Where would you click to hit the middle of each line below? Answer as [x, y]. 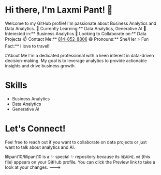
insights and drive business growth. [40, 65]
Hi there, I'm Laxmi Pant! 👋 [59, 10]
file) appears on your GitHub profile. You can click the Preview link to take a [80, 162]
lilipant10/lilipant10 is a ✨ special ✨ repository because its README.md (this [78, 157]
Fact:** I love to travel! [27, 46]
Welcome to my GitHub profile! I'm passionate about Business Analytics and [81, 23]
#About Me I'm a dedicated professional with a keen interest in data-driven [80, 55]
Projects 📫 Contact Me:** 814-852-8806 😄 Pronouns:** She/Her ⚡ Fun [77, 39]
